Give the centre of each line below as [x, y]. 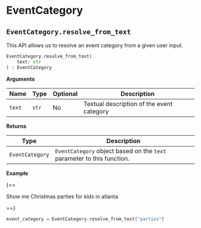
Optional [65, 93]
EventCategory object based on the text [110, 151]
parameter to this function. [92, 158]
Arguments [21, 79]
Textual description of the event [128, 104]
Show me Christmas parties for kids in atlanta [62, 196]
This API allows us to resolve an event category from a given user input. [95, 45]
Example [17, 173]
